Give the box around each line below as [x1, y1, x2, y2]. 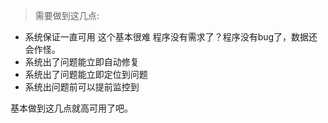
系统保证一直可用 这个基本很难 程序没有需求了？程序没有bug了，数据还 [24, 31, 318, 43]
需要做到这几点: [34, 10, 100, 21]
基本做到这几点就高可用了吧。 [10, 102, 133, 114]
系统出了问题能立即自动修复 [24, 56, 140, 68]
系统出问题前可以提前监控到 [24, 81, 140, 93]
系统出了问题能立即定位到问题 [24, 69, 148, 80]
